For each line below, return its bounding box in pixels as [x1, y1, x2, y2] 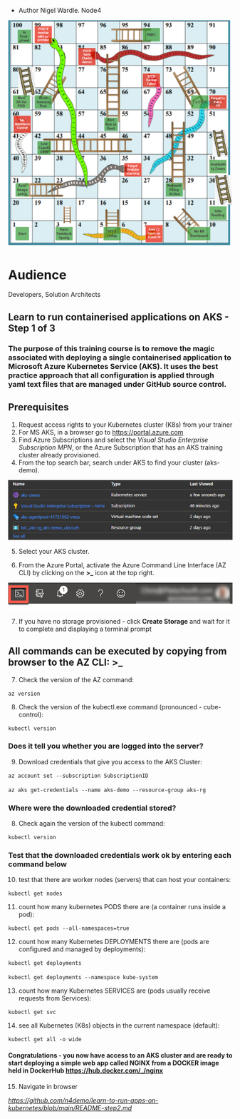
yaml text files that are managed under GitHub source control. [8, 379, 227, 389]
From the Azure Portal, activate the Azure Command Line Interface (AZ [18, 561, 226, 569]
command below [8, 859, 67, 869]
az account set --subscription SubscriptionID [8, 772, 149, 779]
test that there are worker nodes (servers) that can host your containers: [18, 876, 231, 884]
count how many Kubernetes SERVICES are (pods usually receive [18, 986, 211, 995]
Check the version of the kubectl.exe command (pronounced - [18, 702, 202, 711]
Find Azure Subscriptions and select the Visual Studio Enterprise [18, 435, 209, 444]
